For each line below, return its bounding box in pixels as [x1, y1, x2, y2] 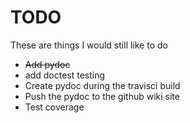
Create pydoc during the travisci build [24, 79, 181, 91]
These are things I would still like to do [10, 39, 168, 51]
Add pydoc [24, 58, 71, 70]
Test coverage [24, 101, 85, 113]
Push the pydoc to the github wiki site [24, 90, 180, 102]
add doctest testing [24, 69, 106, 81]
